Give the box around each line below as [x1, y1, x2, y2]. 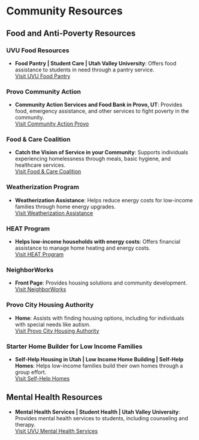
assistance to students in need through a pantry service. [14, 66, 155, 73]
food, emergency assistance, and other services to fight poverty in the [14, 107, 189, 115]
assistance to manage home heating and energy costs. [14, 244, 151, 252]
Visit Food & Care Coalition [14, 168, 82, 175]
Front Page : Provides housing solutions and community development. [14, 279, 188, 286]
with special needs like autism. [14, 321, 91, 328]
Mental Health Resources [6, 392, 103, 403]
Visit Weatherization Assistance [14, 209, 94, 217]
